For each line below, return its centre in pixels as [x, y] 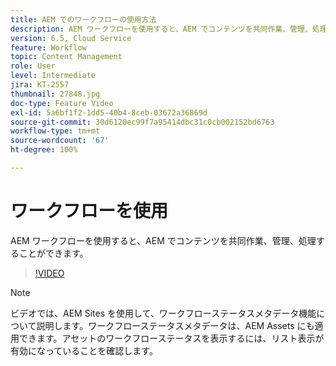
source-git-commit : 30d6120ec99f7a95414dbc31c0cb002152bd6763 [142, 122]
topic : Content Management [66, 57]
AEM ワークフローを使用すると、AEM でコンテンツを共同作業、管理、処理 [163, 240]
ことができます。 [53, 253]
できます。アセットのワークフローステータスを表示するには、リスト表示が [171, 338]
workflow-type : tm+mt [55, 131]
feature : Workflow [48, 47]
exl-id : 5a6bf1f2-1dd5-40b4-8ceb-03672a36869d [109, 112]
